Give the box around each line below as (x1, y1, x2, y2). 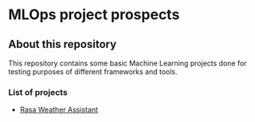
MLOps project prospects (8, 6, 180, 24)
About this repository (8, 37, 117, 51)
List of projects (8, 86, 68, 97)
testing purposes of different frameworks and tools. (8, 67, 178, 77)
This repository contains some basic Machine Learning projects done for (8, 58, 247, 68)
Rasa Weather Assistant (19, 105, 98, 115)
